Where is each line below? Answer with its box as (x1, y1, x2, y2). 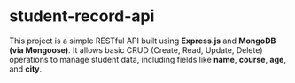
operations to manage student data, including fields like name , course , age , (9, 54, 286, 64)
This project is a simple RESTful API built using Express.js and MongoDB (9, 35, 276, 46)
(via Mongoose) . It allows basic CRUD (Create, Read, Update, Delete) (9, 44, 263, 55)
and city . (9, 64, 43, 74)
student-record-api (9, 6, 155, 26)
